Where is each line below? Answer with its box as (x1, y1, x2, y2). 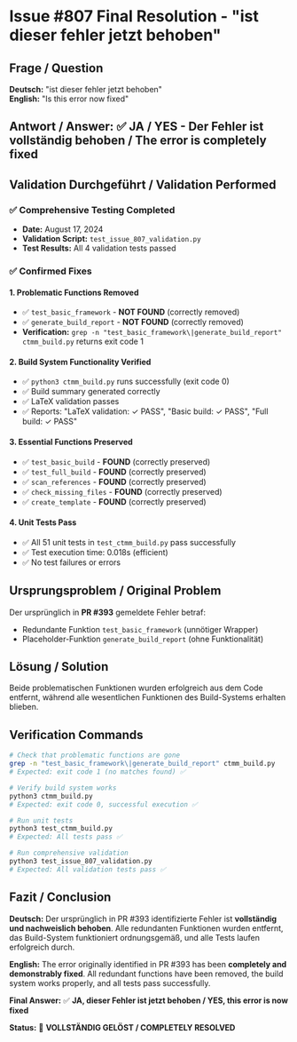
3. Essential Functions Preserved (9, 437, 133, 447)
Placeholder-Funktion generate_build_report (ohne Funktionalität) (21, 633, 264, 644)
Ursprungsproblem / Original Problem (9, 584, 222, 599)
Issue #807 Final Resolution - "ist (9, 6, 259, 27)
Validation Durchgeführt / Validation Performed (9, 177, 277, 192)
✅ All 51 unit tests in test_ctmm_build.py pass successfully (21, 537, 237, 547)
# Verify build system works (9, 783, 117, 792)
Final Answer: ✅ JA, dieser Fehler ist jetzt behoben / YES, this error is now (9, 995, 288, 1006)
